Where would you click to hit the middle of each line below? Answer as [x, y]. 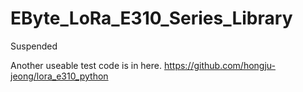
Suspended [34, 46]
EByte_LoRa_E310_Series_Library [151, 18]
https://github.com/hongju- [219, 65]
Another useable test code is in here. [86, 65]
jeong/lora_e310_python [59, 76]
